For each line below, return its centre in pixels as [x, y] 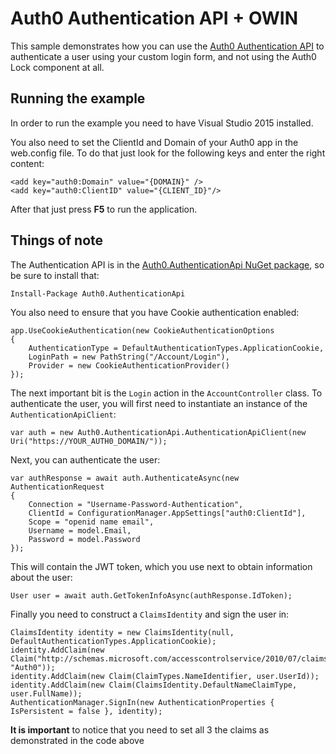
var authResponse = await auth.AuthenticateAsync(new [125, 478]
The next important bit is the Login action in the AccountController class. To [166, 393]
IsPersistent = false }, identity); [86, 711]
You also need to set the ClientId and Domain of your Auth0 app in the [154, 142]
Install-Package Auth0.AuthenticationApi [98, 293]
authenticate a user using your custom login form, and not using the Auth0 [163, 56]
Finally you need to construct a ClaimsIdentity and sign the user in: [150, 614]
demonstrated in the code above [77, 740]
